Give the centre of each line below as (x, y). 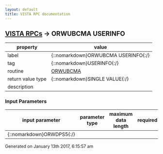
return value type (27, 79)
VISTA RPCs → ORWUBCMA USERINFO (65, 34)
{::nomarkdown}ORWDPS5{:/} (41, 134)
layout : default (21, 9)
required (147, 120)
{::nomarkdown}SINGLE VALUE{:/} (90, 79)
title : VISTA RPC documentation (38, 14)
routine (16, 71)
